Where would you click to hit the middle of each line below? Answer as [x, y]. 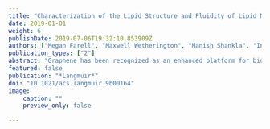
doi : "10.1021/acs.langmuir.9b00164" [72, 83]
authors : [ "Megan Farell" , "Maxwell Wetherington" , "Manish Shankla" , [129, 46]
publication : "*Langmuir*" [53, 76]
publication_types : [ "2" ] [51, 53]
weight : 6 [25, 31]
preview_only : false [57, 106]
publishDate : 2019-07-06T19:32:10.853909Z [80, 38]
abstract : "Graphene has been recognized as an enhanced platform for [129, 61]
